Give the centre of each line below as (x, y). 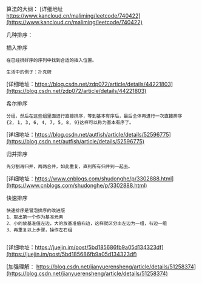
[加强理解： (21, 267)
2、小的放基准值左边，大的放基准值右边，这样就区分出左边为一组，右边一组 (87, 223)
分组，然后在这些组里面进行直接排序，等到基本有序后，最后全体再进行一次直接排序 (94, 116)
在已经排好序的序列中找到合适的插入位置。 (52, 60)
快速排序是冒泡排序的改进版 (36, 211)
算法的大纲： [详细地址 (35, 9)
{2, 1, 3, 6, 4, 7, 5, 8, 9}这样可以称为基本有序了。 (70, 123)
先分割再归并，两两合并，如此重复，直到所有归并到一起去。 (69, 166)
